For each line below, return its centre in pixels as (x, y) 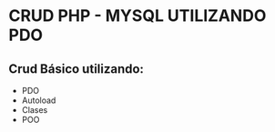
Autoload (39, 100)
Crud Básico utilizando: (76, 69)
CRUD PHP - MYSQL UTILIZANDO (137, 16)
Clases (35, 110)
